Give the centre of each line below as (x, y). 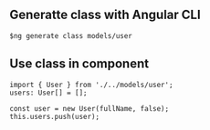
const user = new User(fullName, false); (89, 108)
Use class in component (79, 64)
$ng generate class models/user (71, 35)
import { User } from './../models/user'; (91, 85)
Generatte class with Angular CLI (105, 15)
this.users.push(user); (55, 116)
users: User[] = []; (49, 93)
